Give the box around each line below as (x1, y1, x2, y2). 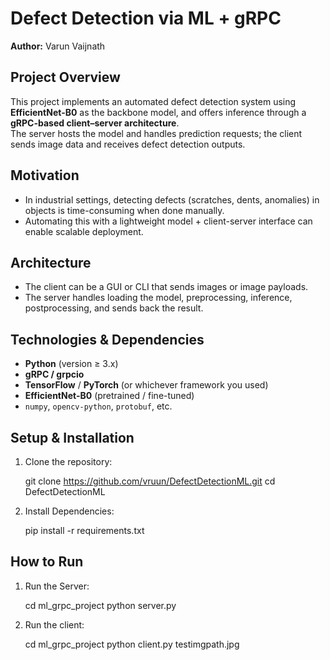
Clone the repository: (24, 456, 113, 467)
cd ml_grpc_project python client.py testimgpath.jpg (24, 638, 240, 650)
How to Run (10, 553, 84, 571)
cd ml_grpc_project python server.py (24, 599, 177, 611)
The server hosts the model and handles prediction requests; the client (10, 127, 303, 139)
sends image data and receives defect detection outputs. (10, 138, 246, 150)
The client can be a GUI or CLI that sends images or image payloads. (24, 281, 309, 293)
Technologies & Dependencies (10, 331, 205, 348)
